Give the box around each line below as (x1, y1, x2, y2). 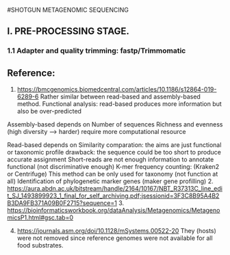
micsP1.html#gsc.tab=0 (7, 213, 74, 222)
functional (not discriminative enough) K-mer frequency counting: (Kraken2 (7, 163, 220, 171)
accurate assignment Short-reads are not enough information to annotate (7, 155, 214, 163)
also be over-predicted (16, 107, 82, 116)
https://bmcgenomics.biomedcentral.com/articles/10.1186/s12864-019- (16, 85, 217, 94)
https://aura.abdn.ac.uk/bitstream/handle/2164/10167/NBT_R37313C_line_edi (7, 185, 222, 193)
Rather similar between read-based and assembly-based (40, 92, 201, 101)
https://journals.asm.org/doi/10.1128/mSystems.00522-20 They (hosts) (16, 227, 217, 235)
